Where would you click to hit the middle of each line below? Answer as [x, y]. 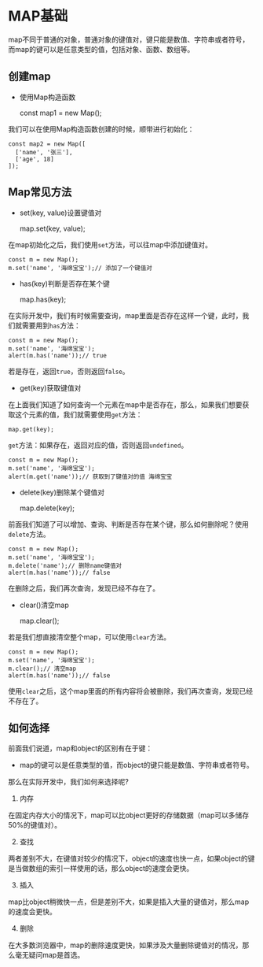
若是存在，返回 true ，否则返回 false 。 [69, 371]
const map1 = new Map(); [60, 113]
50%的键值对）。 [35, 825]
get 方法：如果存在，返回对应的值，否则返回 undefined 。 [98, 445]
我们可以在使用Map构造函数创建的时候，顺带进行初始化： [101, 129]
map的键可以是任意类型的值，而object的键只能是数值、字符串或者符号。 [136, 765]
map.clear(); [39, 621]
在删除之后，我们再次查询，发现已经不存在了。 [84, 588]
